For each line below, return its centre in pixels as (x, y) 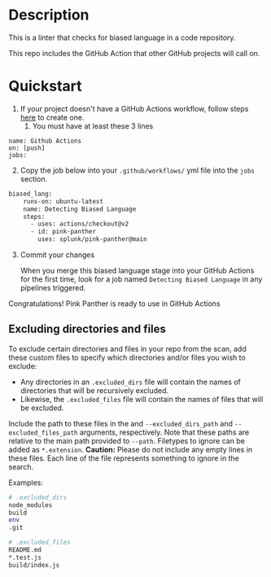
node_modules (31, 505)
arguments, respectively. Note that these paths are (164, 432)
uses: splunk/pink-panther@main (93, 239)
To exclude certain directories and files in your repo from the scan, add (127, 348)
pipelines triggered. (53, 288)
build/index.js (34, 565)
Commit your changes (57, 255)
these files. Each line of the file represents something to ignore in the (124, 458)
